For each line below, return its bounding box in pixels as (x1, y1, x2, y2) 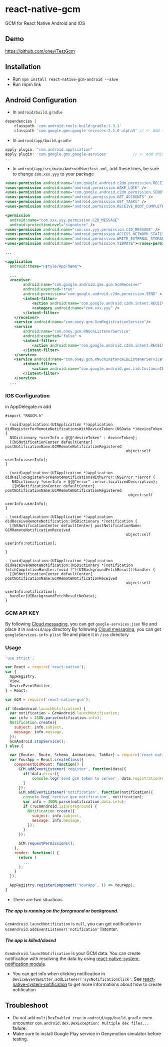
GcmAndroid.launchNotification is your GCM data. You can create (5, 950, 141, 956)
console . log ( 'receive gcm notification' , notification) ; (23, 795, 144, 800)
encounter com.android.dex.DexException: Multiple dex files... (12, 1020, 149, 1026)
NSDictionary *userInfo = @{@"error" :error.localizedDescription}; (11, 479, 157, 484)
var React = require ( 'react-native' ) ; (5, 665, 86, 670)
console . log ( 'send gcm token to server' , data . (31, 776, 133, 781)
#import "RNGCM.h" (5, 413, 43, 418)
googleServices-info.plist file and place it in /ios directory (5, 632, 129, 638)
